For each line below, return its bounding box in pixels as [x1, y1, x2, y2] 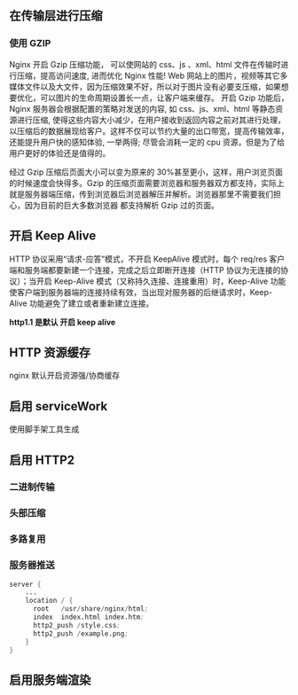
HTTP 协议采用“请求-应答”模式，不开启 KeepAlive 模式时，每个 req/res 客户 [9, 254, 286, 264]
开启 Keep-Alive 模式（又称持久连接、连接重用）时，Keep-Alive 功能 [35, 276, 286, 286]
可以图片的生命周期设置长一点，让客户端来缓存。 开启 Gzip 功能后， [39, 92, 289, 103]
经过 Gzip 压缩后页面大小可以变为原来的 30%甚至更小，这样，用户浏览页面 [9, 167, 284, 177]
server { [9, 580, 42, 589]
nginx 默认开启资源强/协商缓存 [9, 371, 121, 381]
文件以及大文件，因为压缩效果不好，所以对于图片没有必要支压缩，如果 [24, 81, 281, 91]
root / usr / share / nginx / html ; [32, 605, 149, 613]
